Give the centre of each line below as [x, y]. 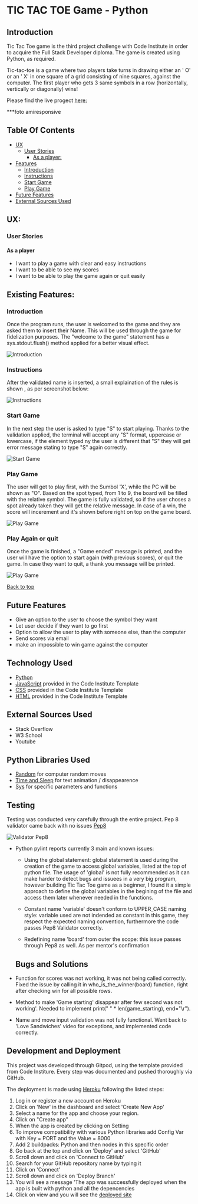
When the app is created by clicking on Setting [72, 1126]
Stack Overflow [34, 729]
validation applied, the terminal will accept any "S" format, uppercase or [94, 435]
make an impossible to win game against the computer [82, 645]
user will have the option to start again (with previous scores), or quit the [95, 557]
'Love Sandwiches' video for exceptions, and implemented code [93, 1026]
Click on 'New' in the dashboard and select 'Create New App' [90, 1107]
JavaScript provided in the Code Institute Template [77, 683]
